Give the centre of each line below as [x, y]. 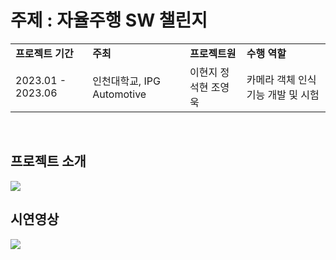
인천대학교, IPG [126, 81]
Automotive [119, 94]
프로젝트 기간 [44, 53]
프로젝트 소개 [48, 161]
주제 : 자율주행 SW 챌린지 [109, 20]
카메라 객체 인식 [281, 79]
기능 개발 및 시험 [283, 94]
